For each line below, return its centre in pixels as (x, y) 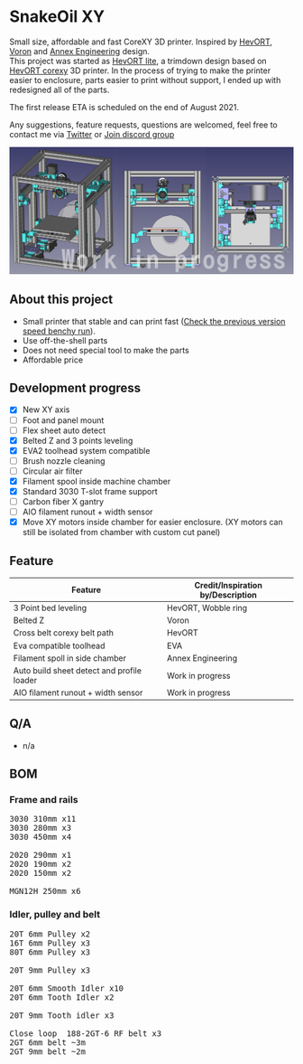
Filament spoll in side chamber (69, 658)
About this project (61, 300)
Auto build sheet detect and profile (78, 671)
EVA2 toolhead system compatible (86, 450)
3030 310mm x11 (43, 819)
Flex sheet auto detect (64, 430)
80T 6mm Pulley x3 (50, 952)
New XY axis (46, 410)
